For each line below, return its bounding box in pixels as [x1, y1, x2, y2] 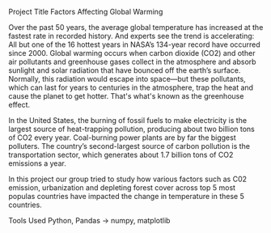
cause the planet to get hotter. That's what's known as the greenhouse [8, 91, 244, 100]
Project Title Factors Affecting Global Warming [8, 7, 163, 16]
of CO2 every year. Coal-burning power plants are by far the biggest [8, 133, 236, 142]
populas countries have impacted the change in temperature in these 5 [8, 192, 244, 201]
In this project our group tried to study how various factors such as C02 [8, 174, 248, 184]
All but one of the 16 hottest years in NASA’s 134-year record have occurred [8, 40, 260, 49]
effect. [8, 100, 31, 109]
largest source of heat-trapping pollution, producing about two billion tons [8, 125, 255, 133]
